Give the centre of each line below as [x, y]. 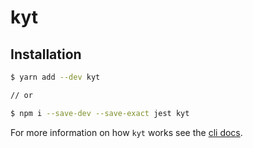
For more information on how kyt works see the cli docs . [126, 132]
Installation [46, 54]
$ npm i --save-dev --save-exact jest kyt [100, 113]
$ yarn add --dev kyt [55, 77]
